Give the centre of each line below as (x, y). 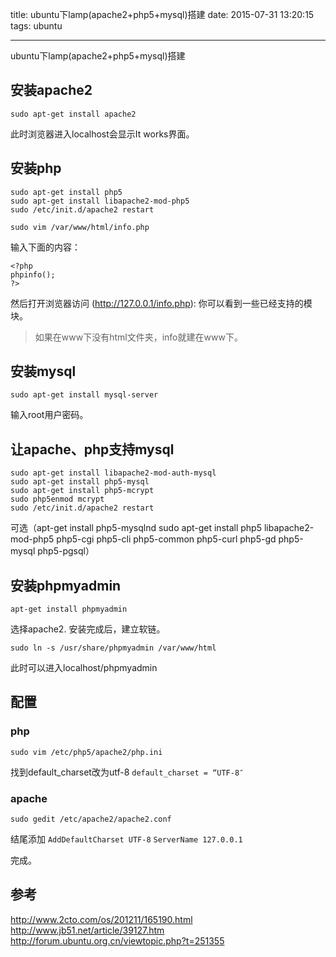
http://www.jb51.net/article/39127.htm (87, 930)
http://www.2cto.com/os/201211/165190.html (101, 919)
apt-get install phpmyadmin (69, 609)
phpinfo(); (33, 274)
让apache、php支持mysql (92, 449)
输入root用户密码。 (49, 415)
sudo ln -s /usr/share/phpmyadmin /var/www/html (113, 648)
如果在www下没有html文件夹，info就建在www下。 (138, 337)
